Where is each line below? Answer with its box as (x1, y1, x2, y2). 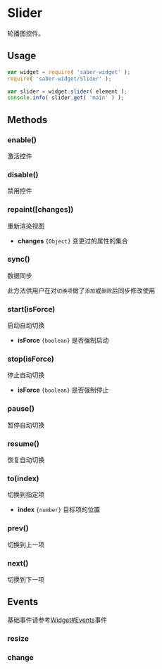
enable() (7, 135, 37, 145)
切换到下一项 (7, 575, 44, 583)
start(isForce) (7, 304, 56, 314)
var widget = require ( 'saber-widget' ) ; (7, 68, 131, 75)
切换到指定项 (7, 490, 44, 499)
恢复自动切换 (7, 456, 44, 464)
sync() (7, 255, 30, 265)
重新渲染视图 (7, 222, 44, 230)
